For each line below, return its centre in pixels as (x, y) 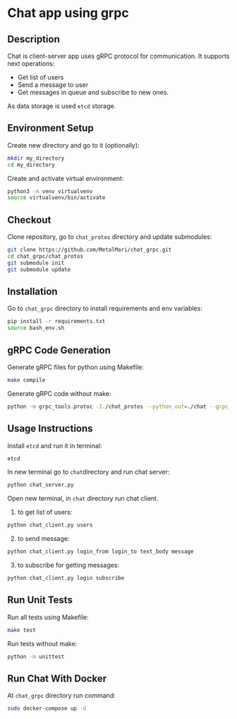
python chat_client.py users (50, 525)
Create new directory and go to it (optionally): (73, 145)
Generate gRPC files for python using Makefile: (76, 367)
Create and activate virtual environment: (66, 178)
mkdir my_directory (36, 158)
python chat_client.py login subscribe (66, 578)
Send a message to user (53, 85)
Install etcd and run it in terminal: (55, 445)
